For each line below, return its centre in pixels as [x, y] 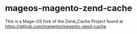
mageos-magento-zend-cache [68, 8]
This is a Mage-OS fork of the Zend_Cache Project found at [64, 21]
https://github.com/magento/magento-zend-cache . [56, 26]
